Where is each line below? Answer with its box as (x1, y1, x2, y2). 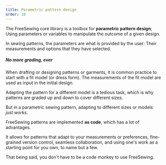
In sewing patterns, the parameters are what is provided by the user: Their (5, 40, 157, 46)
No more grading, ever (5, 57, 53, 63)
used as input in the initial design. (5, 80, 74, 86)
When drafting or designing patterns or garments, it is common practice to (5, 69, 157, 75)
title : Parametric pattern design (5, 7, 77, 12)
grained (5, 139, 22, 145)
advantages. (5, 124, 31, 130)
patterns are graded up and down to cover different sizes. (5, 95, 123, 101)
